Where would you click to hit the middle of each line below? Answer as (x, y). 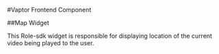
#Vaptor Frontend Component (49, 10)
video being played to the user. (51, 43)
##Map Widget (28, 23)
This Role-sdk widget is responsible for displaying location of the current (109, 36)
